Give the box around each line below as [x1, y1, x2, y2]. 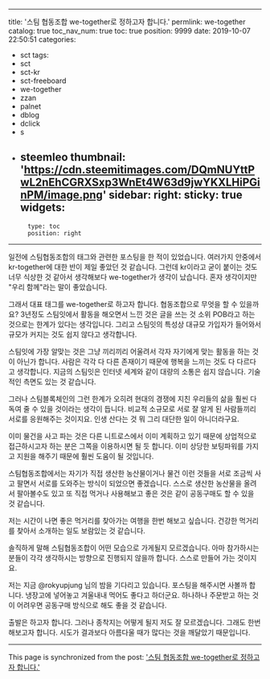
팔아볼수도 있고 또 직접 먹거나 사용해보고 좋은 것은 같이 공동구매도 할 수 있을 [16, 488, 255, 498]
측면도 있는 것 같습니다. [22, 376, 96, 387]
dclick [19, 118, 40, 128]
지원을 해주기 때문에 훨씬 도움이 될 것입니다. [16, 451, 154, 461]
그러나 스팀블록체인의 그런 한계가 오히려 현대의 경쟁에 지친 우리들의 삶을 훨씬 [8, 394, 249, 404]
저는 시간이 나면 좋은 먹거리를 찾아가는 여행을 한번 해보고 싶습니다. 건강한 [8, 515, 238, 525]
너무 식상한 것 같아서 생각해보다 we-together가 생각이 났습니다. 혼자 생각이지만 [8, 271, 257, 282]
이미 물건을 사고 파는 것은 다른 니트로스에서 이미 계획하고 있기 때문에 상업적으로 [8, 431, 257, 441]
